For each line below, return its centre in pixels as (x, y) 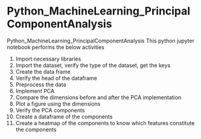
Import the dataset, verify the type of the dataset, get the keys (93, 65)
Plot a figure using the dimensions (58, 103)
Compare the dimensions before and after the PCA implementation (98, 97)
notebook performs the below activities (56, 47)
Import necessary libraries (48, 59)
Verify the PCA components (50, 110)
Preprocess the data (41, 84)
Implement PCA (35, 91)
